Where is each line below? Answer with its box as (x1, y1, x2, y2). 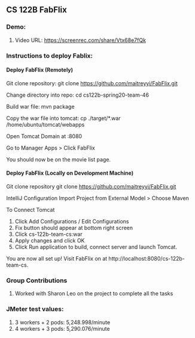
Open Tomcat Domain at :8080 (6, 132, 83, 140)
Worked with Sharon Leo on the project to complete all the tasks (14, 290, 173, 297)
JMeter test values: (6, 305, 64, 313)
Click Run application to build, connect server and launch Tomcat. (14, 243, 178, 251)
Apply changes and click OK (14, 237, 85, 244)
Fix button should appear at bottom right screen (14, 225, 133, 232)
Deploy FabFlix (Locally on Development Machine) (6, 169, 133, 177)
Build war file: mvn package (6, 103, 75, 110)
